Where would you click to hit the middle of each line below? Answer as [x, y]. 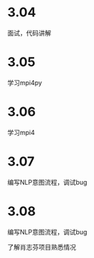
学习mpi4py [25, 82]
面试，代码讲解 [29, 33]
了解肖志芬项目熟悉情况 [42, 247]
